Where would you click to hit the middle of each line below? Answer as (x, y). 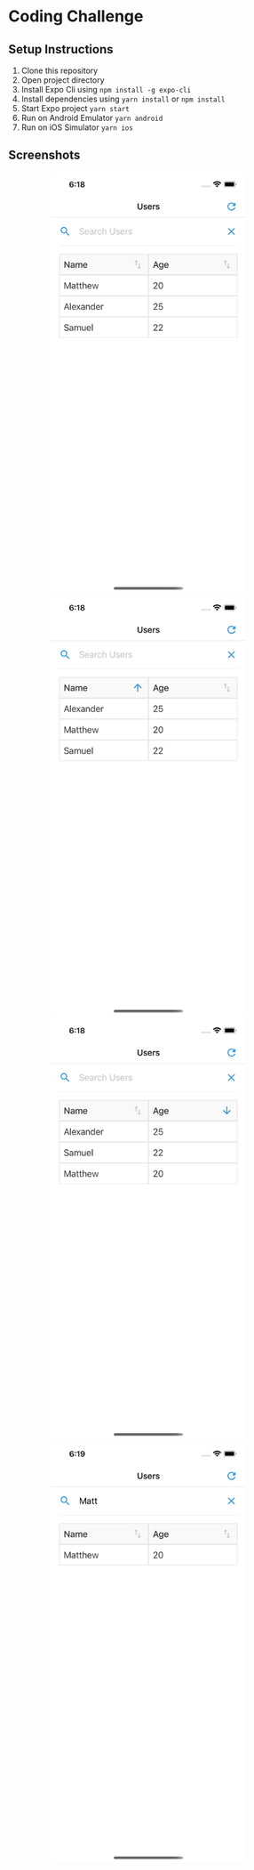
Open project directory (63, 80)
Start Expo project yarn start (75, 108)
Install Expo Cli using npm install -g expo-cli (106, 89)
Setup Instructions (61, 49)
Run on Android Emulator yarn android (92, 118)
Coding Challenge (76, 16)
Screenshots (44, 155)
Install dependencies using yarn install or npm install (123, 99)
